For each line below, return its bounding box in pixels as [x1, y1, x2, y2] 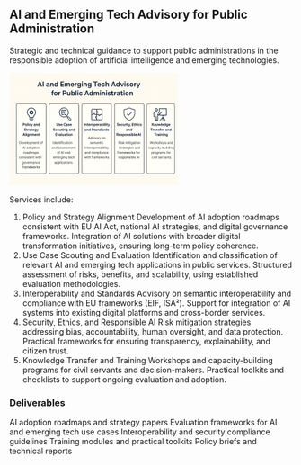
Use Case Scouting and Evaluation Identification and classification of [22, 249, 279, 260]
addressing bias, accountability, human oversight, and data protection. [22, 326, 284, 336]
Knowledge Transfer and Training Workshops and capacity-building [22, 354, 274, 365]
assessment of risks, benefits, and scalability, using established [22, 269, 259, 280]
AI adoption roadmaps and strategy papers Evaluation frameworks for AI [9, 417, 278, 428]
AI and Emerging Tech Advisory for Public [9, 7, 249, 22]
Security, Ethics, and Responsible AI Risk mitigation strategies [22, 317, 252, 327]
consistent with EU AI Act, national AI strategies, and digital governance [22, 220, 288, 232]
